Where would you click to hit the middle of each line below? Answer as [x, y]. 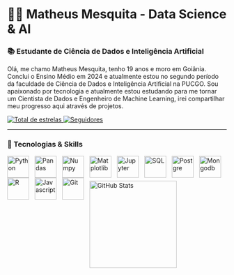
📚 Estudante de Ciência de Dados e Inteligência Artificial [106, 52]
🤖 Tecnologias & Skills [45, 144]
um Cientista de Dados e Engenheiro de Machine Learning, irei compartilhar [116, 99]
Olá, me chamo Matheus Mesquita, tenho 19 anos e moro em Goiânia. [107, 69]
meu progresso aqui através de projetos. [65, 106]
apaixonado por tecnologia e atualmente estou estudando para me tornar [112, 91]
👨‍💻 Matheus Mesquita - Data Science [117, 14]
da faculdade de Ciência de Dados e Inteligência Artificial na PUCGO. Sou [113, 84]
